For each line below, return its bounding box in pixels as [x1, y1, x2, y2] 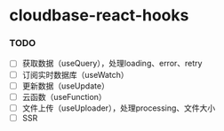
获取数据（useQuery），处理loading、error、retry [21, 58, 203, 69]
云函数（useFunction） [21, 91, 107, 102]
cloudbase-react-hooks [9, 5, 189, 26]
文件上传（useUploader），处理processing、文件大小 [21, 103, 216, 113]
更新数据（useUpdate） [21, 81, 109, 91]
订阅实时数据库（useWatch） [21, 69, 129, 80]
